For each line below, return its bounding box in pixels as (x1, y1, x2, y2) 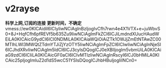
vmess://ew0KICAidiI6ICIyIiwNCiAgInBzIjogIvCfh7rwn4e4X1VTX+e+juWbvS (5, 25, 161, 31)
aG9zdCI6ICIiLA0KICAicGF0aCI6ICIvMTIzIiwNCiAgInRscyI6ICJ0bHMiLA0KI (5, 52, 160, 58)
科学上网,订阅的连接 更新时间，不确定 (5, 20, 82, 26)
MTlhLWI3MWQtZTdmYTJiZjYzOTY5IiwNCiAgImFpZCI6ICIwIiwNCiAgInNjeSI (5, 41, 162, 47)
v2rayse (5, 3, 40, 14)
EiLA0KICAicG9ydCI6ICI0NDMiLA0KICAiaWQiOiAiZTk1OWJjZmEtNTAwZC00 (5, 36, 162, 42)
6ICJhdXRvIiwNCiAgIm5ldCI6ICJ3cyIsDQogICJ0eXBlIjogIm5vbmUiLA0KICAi (5, 47, 162, 53)
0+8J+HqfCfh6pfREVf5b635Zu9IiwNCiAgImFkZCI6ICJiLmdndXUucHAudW (5, 31, 160, 37)
